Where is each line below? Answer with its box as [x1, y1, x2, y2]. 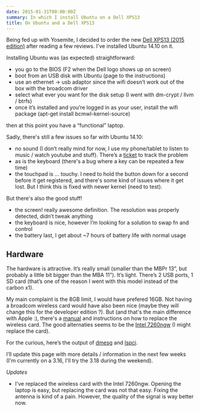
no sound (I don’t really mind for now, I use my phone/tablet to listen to [14, 145, 189, 153]
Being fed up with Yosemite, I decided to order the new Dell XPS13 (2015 [6, 36, 184, 44]
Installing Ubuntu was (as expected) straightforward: [6, 54, 136, 62]
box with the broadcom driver [14, 85, 88, 92]
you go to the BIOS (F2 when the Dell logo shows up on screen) [14, 66, 171, 73]
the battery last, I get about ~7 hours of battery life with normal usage [14, 232, 186, 239]
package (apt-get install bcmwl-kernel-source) [14, 110, 131, 117]
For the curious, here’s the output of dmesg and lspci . [6, 339, 139, 346]
